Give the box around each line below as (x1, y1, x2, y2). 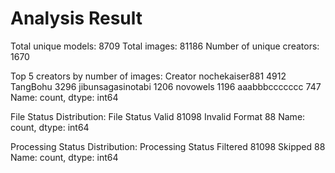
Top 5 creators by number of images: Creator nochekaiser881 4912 (10, 70, 287, 82)
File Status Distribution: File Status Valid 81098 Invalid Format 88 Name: (10, 110, 306, 122)
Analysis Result (10, 7, 143, 30)
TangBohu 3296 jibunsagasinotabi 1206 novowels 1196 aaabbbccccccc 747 (10, 80, 322, 92)
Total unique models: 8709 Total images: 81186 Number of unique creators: (10, 40, 320, 52)
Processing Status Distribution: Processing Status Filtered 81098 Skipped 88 (10, 140, 326, 152)
